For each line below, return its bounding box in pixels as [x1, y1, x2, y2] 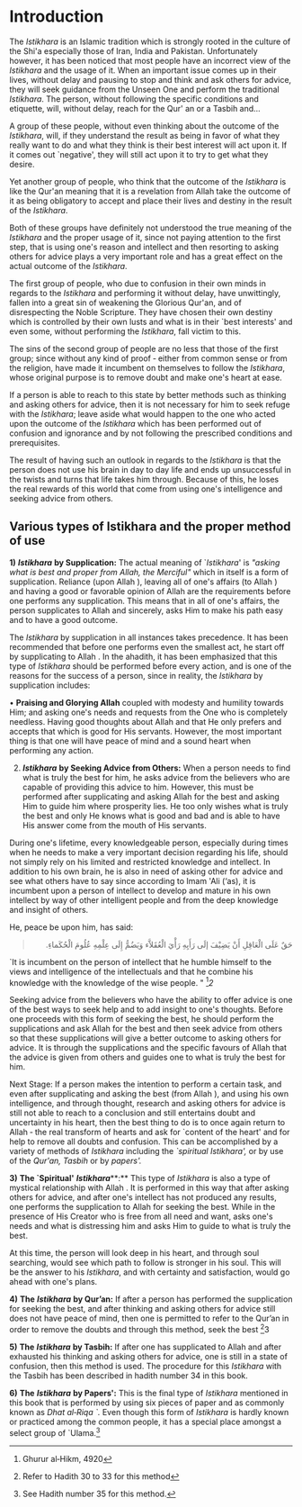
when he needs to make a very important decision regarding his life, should [9, 846, 289, 857]
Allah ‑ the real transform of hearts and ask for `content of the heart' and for [9, 1127, 290, 1138]
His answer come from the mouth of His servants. [22, 819, 207, 830]
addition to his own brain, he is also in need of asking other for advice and [9, 866, 283, 877]
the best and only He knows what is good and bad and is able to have [22, 810, 280, 821]
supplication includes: [9, 680, 91, 690]
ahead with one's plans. [9, 1277, 98, 1287]
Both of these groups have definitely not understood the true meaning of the [9, 222, 292, 233]
